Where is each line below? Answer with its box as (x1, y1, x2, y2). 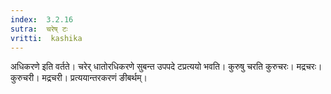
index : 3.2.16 (10, 14, 74, 25)
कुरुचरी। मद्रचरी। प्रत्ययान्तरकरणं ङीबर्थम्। (10, 72, 148, 84)
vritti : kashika (10, 33, 83, 43)
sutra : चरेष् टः (10, 24, 68, 34)
